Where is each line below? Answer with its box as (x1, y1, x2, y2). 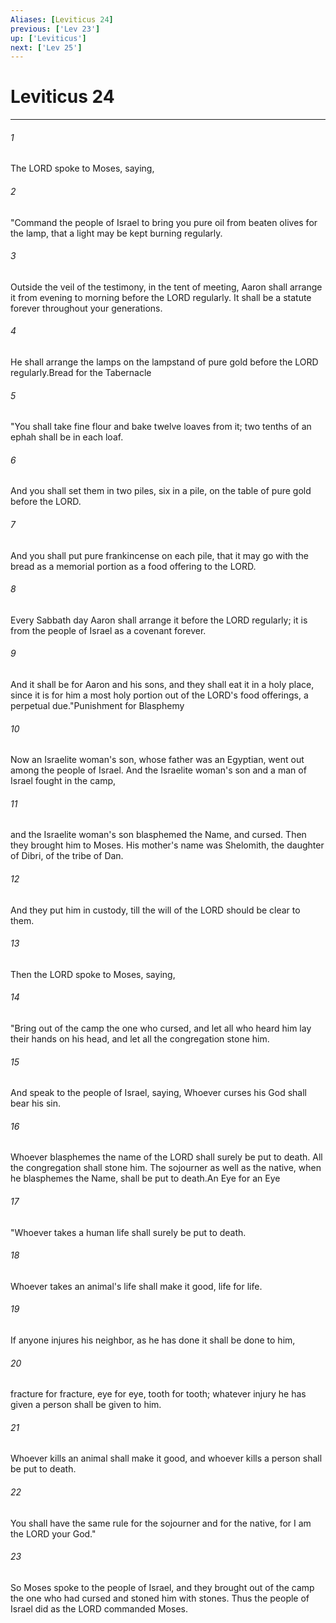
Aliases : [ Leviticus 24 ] (10, 14, 114, 25)
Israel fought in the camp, (10, 775, 117, 787)
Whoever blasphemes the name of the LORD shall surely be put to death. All (10, 1151, 323, 1163)
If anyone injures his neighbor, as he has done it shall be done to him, (10, 1334, 296, 1346)
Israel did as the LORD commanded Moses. (10, 1602, 188, 1615)
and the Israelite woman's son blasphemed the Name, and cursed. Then (10, 829, 307, 841)
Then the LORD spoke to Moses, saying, (10, 968, 176, 980)
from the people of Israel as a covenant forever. (10, 624, 207, 636)
